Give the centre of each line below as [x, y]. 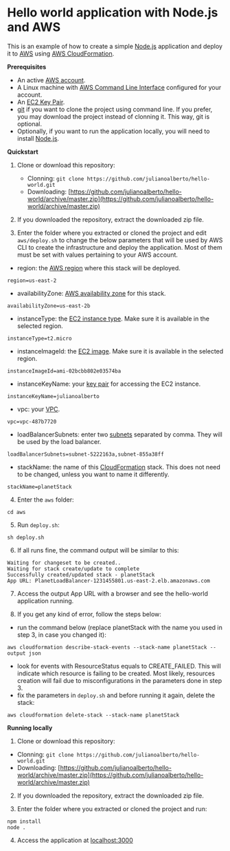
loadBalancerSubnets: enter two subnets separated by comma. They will [120, 434]
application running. [45, 601]
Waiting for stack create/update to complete [73, 569]
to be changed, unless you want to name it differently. [93, 474]
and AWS [34, 27]
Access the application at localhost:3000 [75, 840]
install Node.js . [38, 138]
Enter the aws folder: [45, 500]
